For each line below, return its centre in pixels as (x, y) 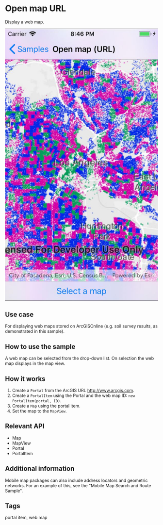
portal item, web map (26, 518)
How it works (25, 379)
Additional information (40, 469)
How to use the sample (40, 347)
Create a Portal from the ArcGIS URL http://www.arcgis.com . (73, 390)
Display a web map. (25, 22)
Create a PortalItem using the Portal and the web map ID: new (73, 395)
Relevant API (25, 426)
